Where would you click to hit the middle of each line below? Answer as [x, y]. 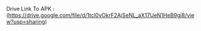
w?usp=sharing [26, 22]
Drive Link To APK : [30, 9]
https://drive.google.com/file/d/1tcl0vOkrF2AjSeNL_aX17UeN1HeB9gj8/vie [101, 15]
